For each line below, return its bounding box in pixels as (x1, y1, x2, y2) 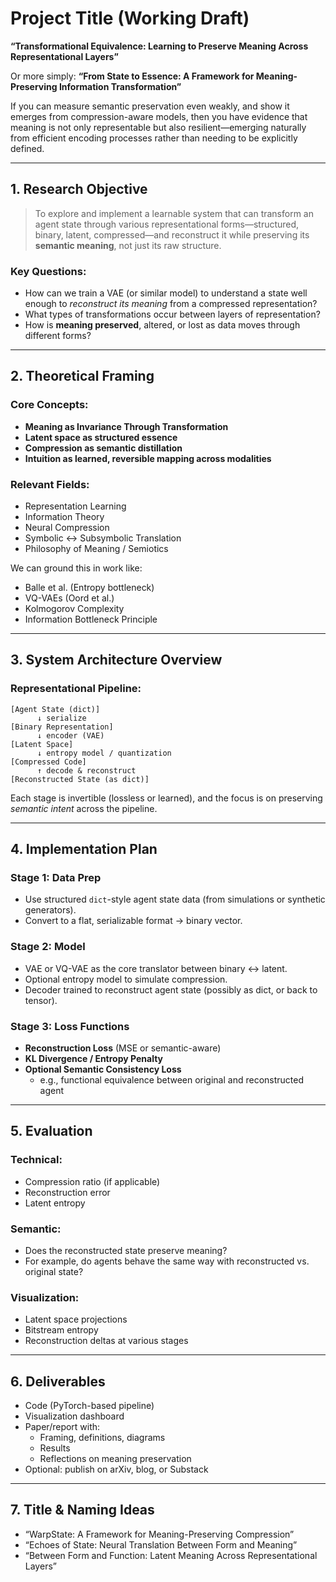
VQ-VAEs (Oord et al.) (24, 592, 115, 604)
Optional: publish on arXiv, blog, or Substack (24, 1463, 209, 1476)
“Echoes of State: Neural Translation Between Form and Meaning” (24, 1538, 298, 1551)
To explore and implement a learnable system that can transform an (34, 207, 314, 219)
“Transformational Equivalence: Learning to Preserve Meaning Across (10, 40, 309, 52)
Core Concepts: (10, 398, 89, 412)
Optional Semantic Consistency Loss (24, 1063, 182, 1075)
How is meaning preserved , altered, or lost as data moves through (24, 319, 301, 331)
